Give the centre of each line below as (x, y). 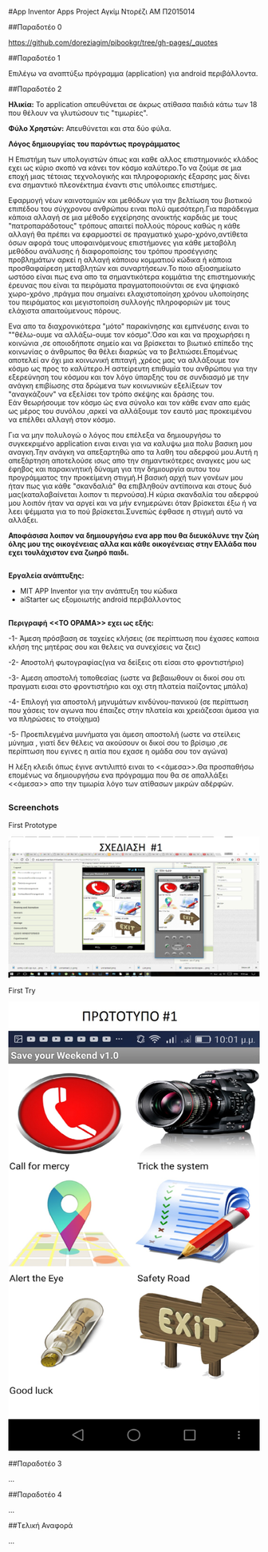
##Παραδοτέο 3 (35, 1463)
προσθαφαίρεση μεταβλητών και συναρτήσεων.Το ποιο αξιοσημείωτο (125, 268)
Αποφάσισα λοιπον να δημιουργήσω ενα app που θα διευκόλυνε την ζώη (134, 535)
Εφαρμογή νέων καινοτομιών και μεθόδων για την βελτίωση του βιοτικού (130, 200)
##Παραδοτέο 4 (35, 1494)
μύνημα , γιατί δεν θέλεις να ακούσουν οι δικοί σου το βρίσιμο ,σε (118, 742)
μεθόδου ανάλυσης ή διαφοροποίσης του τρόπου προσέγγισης (113, 251)
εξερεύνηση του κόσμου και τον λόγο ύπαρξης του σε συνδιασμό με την (129, 377)
